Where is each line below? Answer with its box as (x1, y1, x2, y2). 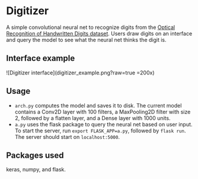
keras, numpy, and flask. (6, 166, 66, 173)
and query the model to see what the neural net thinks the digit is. (6, 36, 167, 43)
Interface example (6, 53, 75, 63)
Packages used (6, 150, 64, 160)
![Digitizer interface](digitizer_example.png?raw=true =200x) (6, 69, 155, 76)
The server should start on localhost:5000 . (14, 133, 120, 140)
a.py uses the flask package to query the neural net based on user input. (14, 121, 193, 128)
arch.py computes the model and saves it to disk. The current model (14, 102, 182, 109)
